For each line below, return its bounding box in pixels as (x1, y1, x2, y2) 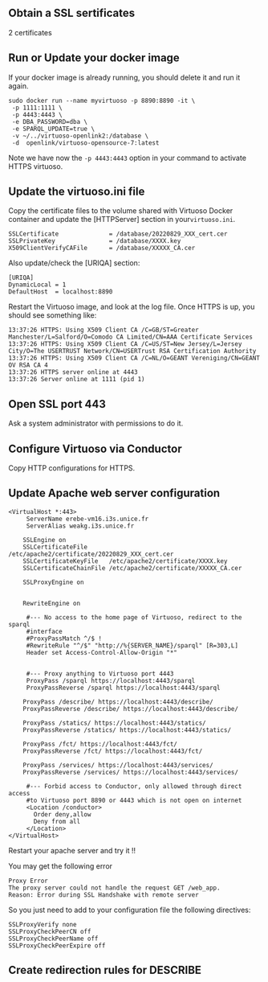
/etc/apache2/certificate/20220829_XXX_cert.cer (8, 550, 174, 558)
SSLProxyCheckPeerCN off (8, 927, 91, 935)
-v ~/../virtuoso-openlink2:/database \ (11, 132, 149, 140)
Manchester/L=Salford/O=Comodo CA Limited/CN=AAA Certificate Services (8, 333, 253, 341)
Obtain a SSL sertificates (8, 6, 135, 20)
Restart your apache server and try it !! (8, 845, 136, 855)
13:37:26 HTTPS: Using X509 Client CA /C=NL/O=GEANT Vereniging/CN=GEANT (8, 354, 261, 363)
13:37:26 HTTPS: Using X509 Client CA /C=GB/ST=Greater (8, 326, 199, 335)
